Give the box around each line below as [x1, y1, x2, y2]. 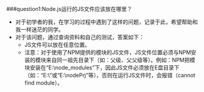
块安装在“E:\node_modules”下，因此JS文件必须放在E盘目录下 [24, 64, 179, 71]
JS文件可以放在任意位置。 [24, 41, 91, 48]
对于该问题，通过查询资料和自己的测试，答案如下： [15, 34, 145, 41]
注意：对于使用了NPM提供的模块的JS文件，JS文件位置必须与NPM [24, 49, 191, 56]
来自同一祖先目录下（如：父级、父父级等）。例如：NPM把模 [45, 57, 195, 63]
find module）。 [24, 79, 63, 87]
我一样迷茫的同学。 [15, 26, 64, 33]
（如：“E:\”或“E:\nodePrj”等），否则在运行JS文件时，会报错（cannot [24, 72, 196, 79]
